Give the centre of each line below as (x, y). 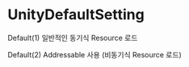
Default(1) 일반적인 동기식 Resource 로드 (73, 37)
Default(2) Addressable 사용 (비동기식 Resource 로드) (95, 54)
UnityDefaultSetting (76, 15)
